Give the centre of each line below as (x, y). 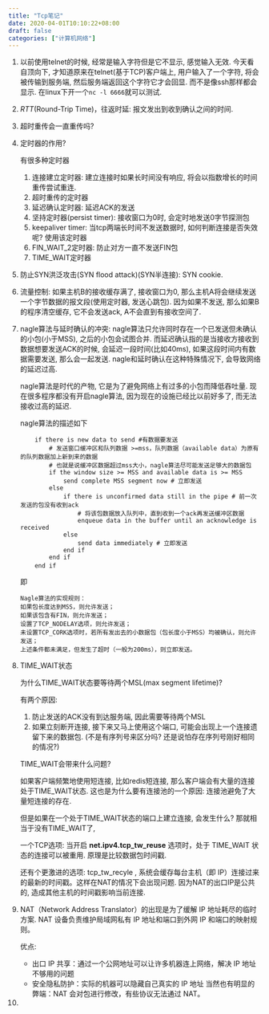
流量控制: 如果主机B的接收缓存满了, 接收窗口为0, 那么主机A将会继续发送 (138, 292)
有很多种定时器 (44, 161)
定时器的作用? (43, 143)
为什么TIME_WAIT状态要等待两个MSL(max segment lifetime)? (121, 682)
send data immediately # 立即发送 (132, 544)
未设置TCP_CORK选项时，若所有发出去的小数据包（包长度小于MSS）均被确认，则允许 (138, 633)
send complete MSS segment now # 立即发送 (132, 481)
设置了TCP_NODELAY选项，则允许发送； (76, 624)
